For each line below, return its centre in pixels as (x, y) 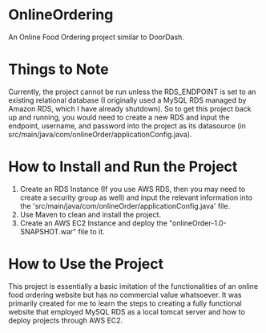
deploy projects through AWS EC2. (66, 320)
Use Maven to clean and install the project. (91, 214)
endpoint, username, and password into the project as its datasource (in (127, 125)
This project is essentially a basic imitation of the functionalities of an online (133, 286)
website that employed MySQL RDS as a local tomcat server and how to (127, 311)
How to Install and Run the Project (123, 167)
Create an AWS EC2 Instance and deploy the (94, 223)
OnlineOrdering (61, 15)
